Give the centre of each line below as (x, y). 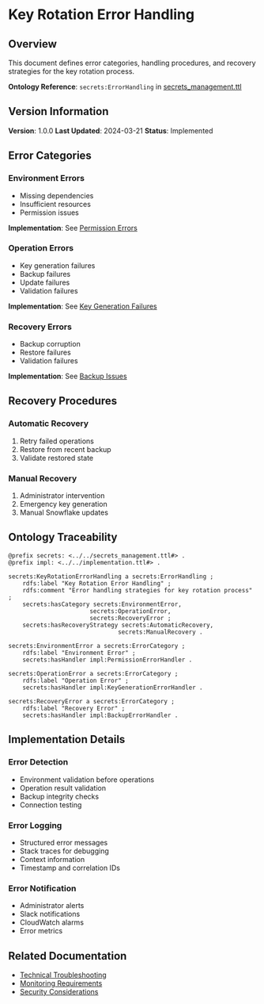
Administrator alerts (52, 906)
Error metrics (41, 931)
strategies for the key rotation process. (72, 71)
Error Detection (38, 762)
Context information (52, 859)
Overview (33, 44)
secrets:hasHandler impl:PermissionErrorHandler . (107, 660)
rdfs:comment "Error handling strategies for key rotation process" (138, 590)
